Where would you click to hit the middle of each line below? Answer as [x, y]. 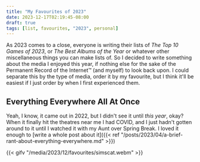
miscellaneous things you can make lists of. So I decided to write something [99, 58]
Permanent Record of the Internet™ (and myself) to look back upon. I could [98, 70]
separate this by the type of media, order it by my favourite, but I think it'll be [100, 77]
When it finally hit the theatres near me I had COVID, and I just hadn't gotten [99, 122]
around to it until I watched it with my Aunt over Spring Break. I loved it [93, 129]
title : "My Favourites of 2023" [46, 12]
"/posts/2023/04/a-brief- [152, 135]
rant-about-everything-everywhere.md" [55, 141]
